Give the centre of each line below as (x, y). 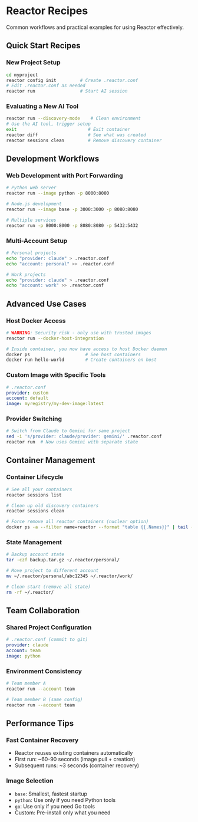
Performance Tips (40, 723)
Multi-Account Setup (37, 241)
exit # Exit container (68, 130)
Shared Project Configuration (49, 627)
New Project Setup (33, 63)
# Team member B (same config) (44, 699)
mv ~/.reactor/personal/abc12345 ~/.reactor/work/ (70, 576)
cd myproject (22, 75)
